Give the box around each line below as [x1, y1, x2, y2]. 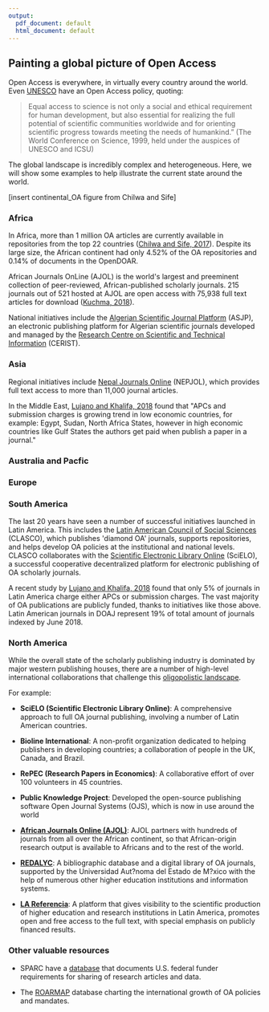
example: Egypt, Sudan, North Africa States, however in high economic [8, 418, 243, 428]
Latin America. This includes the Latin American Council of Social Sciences [8, 525, 257, 534]
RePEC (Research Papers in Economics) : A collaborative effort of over [19, 769, 255, 778]
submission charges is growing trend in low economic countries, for [8, 409, 233, 419]
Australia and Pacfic [8, 455, 89, 466]
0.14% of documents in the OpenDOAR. [8, 256, 139, 266]
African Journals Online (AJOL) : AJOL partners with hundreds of [19, 826, 238, 835]
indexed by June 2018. [8, 617, 84, 627]
